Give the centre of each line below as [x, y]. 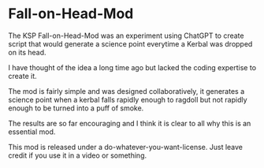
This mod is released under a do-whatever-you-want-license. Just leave [125, 147]
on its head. [27, 52]
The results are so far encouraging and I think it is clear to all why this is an [130, 123]
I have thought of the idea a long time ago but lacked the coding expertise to [132, 67]
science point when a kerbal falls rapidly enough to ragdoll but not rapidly [128, 99]
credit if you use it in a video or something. [78, 155]
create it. [22, 76]
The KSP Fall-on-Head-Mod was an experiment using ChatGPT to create [126, 35]
